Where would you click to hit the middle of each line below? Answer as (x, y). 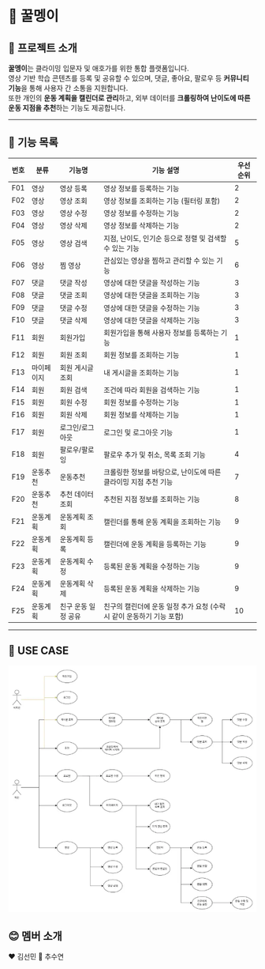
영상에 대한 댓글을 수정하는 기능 (152, 307)
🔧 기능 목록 (34, 143)
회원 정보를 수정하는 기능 (142, 402)
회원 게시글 (77, 368)
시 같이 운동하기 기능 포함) (144, 616)
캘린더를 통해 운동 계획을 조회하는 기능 (162, 522)
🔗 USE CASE (39, 651)
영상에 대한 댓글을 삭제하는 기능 (152, 320)
